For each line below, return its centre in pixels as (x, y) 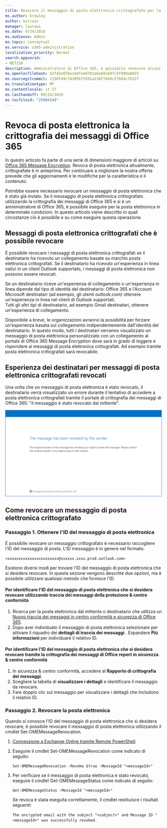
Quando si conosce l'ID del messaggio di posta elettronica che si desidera (81, 721)
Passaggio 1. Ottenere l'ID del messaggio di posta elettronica (80, 532)
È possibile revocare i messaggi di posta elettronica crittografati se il (75, 253)
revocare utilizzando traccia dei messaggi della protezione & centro (76, 595)
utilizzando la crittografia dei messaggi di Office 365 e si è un (68, 201)
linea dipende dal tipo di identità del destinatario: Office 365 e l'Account (79, 289)
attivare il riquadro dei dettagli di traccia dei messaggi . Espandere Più (85, 633)
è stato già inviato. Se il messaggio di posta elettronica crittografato (74, 196)
